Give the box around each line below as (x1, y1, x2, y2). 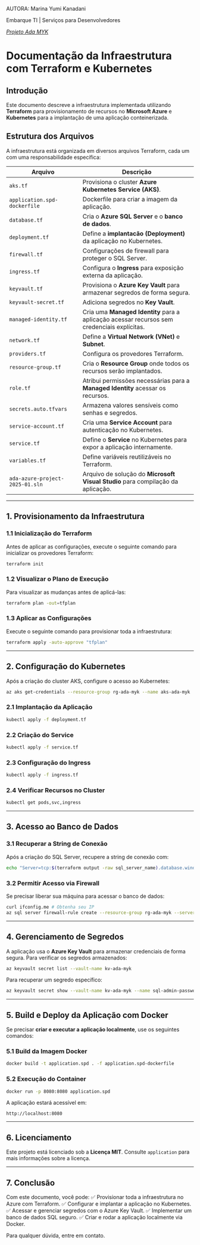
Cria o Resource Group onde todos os (82, 359, 189, 367)
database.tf (9, 216, 43, 223)
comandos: (6, 1032, 34, 1039)
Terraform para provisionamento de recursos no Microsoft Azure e (6, 108, 172, 115)
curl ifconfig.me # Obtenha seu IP (6, 904, 95, 910)
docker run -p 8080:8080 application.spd (6, 1088, 111, 1094)
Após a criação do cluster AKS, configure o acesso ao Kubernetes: (6, 677, 170, 685)
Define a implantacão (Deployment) (82, 229, 186, 238)
